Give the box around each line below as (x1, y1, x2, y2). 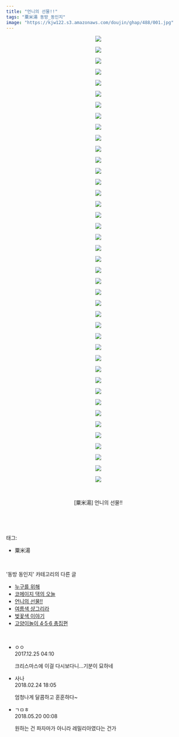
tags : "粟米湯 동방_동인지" (6, 14, 66, 20)
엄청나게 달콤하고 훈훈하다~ (14, 694, 78, 701)
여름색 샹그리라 (14, 605, 50, 613)
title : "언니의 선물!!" (6, 8, 58, 15)
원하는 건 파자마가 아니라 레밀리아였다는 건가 (14, 725, 117, 732)
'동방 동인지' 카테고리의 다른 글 (6, 571, 77, 578)
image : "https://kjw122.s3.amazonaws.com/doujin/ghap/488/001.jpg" (6, 19, 174, 25)
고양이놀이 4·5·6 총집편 (14, 620, 68, 627)
